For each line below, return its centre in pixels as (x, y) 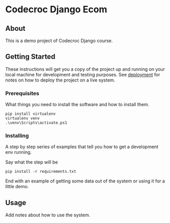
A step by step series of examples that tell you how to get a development (82, 147)
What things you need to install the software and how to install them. (77, 105)
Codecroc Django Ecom (56, 9)
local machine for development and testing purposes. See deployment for (83, 74)
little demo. (17, 187)
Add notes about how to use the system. (48, 215)
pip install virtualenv (31, 114)
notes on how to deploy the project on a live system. (60, 80)
